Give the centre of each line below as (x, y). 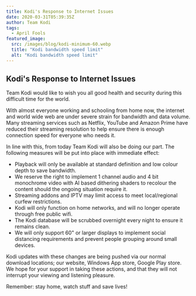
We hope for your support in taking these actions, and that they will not (92, 269)
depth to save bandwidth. (45, 171)
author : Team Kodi (28, 22)
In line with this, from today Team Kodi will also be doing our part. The (90, 147)
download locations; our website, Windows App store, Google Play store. (94, 263)
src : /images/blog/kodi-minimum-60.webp (61, 45)
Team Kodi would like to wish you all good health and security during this (94, 93)
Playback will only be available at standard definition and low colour (96, 164)
